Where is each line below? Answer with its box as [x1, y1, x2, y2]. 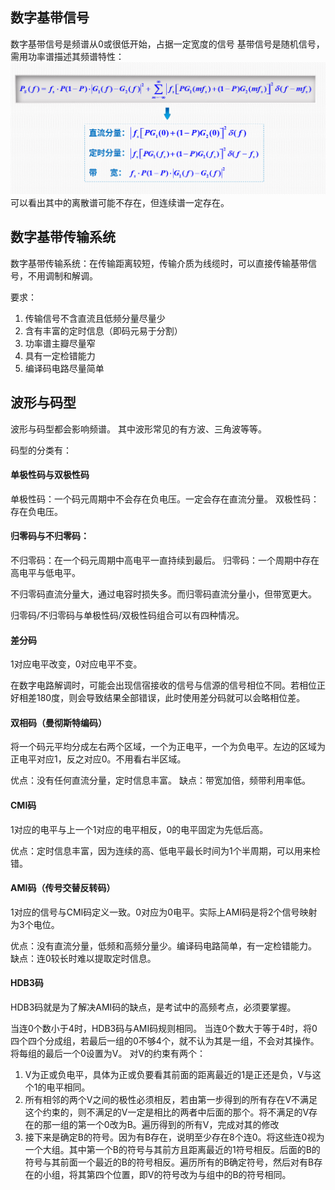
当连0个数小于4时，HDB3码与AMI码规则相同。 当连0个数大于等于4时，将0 [10, 1023, 318, 1034]
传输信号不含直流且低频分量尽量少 [24, 312, 166, 324]
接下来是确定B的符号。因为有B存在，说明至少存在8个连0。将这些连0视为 [24, 1131, 325, 1143]
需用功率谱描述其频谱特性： [10, 50, 125, 62]
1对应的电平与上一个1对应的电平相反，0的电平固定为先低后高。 [10, 823, 269, 835]
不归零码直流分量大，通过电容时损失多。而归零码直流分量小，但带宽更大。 [10, 588, 317, 600]
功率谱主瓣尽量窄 [24, 337, 96, 349]
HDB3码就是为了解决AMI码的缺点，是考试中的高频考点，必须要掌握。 [10, 1001, 297, 1013]
